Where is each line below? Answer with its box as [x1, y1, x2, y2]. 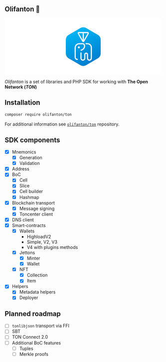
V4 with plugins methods [26, 244, 78, 250]
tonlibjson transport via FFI [11, 323, 70, 329]
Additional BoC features [11, 339, 61, 345]
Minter [26, 255, 40, 261]
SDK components [4, 135, 60, 144]
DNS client [11, 216, 34, 222]
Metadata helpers [19, 289, 56, 295]
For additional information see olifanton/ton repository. [4, 121, 120, 127]
